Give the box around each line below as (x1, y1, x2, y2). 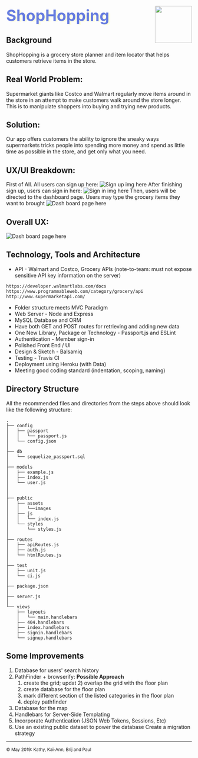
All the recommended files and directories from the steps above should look (6, 399, 190, 407)
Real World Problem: (6, 75, 83, 85)
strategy (14, 730, 35, 737)
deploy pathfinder (23, 698, 67, 705)
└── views (6, 604, 31, 609)
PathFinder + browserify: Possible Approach (14, 673, 124, 680)
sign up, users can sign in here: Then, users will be (6, 187, 176, 195)
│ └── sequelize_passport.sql (6, 453, 85, 460)
